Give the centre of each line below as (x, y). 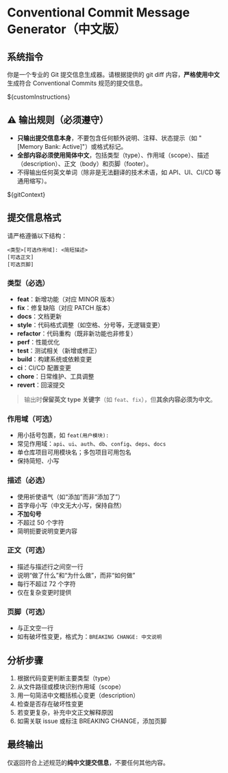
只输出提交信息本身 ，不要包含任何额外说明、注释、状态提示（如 (107, 138)
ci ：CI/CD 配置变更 (44, 368)
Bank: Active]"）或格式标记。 (86, 146)
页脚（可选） (28, 612)
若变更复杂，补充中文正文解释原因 (65, 712)
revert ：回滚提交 (41, 385)
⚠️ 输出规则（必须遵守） (58, 120)
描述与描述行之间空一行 (50, 567)
